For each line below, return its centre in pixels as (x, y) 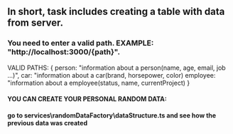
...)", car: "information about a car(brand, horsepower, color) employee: (112, 75)
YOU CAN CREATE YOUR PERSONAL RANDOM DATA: (87, 99)
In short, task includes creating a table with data (116, 12)
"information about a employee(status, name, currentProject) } (99, 83)
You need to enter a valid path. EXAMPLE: (81, 43)
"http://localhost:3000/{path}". (64, 52)
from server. (36, 23)
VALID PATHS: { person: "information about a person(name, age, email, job (116, 68)
